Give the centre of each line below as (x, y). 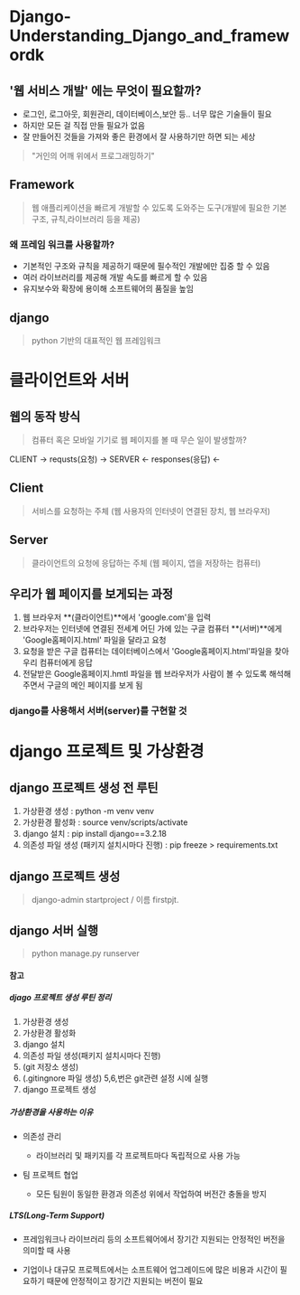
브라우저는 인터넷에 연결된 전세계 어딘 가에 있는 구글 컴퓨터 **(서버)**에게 (152, 629)
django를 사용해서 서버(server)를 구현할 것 (98, 711)
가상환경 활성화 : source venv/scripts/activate (105, 822)
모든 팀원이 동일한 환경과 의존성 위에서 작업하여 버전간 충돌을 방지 (151, 1194)
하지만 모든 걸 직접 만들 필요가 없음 (84, 125)
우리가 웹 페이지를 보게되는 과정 (91, 594)
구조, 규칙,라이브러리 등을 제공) (86, 219)
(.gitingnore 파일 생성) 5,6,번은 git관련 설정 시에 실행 (115, 1078)
